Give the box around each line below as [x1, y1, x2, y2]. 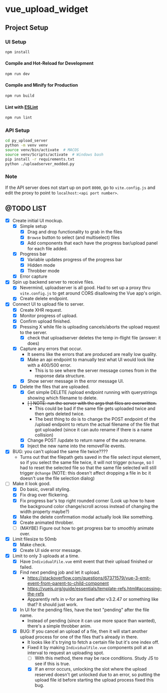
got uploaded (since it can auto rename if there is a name [34, 427, 153, 433]
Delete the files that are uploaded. [19, 384, 90, 390]
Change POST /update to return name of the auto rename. [27, 437, 147, 443]
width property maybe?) [19, 509, 70, 515]
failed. [19, 564, 33, 570]
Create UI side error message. [19, 547, 82, 553]
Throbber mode [27, 268, 60, 274]
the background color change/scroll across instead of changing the [19, 503, 159, 509]
